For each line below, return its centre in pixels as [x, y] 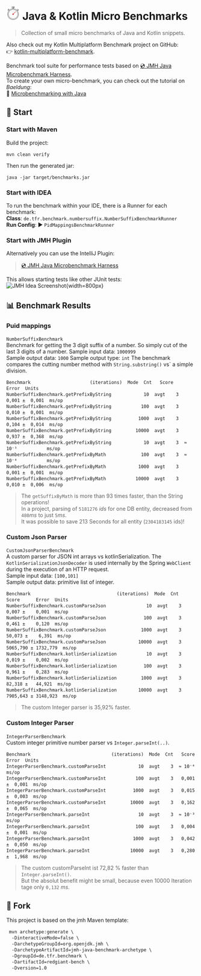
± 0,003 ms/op [26, 796]
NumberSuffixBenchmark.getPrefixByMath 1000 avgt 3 [93, 466]
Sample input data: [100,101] [42, 576]
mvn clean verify [28, 154]
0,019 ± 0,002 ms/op [37, 660]
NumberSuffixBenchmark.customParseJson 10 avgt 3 [94, 606]
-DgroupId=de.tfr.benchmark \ [49, 956]
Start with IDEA [29, 193]
